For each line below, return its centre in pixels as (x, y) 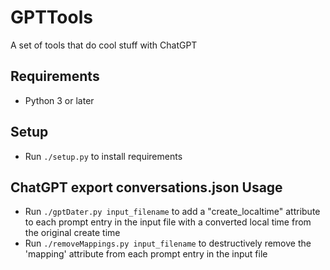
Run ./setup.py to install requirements (103, 156)
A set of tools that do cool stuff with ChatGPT (104, 45)
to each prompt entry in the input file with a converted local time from (168, 222)
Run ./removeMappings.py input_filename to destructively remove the (168, 243)
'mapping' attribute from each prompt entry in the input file (146, 254)
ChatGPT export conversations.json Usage (146, 187)
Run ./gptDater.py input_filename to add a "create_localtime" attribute (172, 212)
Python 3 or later (59, 100)
